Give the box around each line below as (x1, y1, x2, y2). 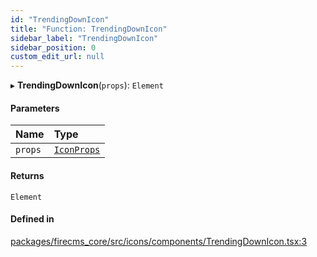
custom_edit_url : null (10, 52, 105, 62)
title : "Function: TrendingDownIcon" (10, 24, 168, 34)
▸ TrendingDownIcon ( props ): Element (10, 79, 164, 91)
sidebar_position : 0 (10, 42, 97, 53)
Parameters (10, 102, 60, 114)
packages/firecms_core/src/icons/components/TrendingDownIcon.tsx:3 (10, 235, 308, 247)
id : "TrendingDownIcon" (10, 14, 110, 25)
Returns (10, 169, 45, 181)
